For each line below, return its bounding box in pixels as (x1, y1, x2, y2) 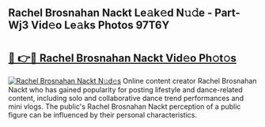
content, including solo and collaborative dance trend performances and (8, 94, 244, 103)
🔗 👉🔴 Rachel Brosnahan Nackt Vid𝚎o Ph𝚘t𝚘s (8, 51, 237, 65)
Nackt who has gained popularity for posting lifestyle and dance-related (8, 85, 243, 94)
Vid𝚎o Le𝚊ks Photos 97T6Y (31, 19, 170, 32)
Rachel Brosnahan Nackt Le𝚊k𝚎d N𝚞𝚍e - (8, 6, 213, 20)
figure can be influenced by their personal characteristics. (8, 110, 198, 119)
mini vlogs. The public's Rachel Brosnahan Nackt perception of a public (8, 102, 241, 111)
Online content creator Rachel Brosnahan (122, 77, 257, 85)
